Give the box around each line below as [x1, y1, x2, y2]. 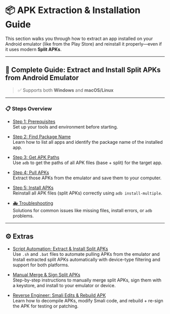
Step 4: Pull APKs [12, 170, 50, 176]
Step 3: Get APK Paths [12, 154, 60, 161]
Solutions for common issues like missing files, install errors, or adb [12, 208, 153, 214]
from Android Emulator [5, 73, 79, 82]
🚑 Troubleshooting [12, 200, 53, 206]
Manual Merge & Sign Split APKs [12, 271, 80, 278]
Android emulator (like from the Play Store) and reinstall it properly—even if [5, 41, 162, 47]
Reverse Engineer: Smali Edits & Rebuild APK [12, 292, 106, 298]
